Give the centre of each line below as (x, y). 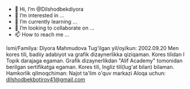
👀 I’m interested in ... (39, 15)
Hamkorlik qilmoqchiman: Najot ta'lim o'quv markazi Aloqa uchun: (86, 73)
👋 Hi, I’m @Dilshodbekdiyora (49, 9)
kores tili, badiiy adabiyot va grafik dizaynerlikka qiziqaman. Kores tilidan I (95, 54)
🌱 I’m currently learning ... (46, 22)
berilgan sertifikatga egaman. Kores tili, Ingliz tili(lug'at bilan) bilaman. (90, 67)
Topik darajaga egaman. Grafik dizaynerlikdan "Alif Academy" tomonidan (94, 61)
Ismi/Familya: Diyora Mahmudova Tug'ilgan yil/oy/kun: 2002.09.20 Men (93, 48)
